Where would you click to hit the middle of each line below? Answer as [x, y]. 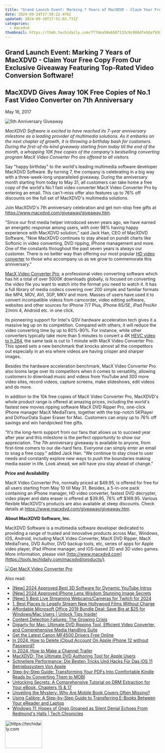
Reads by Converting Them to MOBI [49, 677]
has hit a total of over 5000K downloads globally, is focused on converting [80, 279]
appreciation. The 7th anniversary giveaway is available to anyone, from [78, 443]
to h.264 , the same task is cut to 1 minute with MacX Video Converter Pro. [80, 341]
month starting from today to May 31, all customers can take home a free [79, 182]
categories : [17, 23]
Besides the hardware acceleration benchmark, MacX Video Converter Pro [81, 366]
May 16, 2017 [18, 112]
